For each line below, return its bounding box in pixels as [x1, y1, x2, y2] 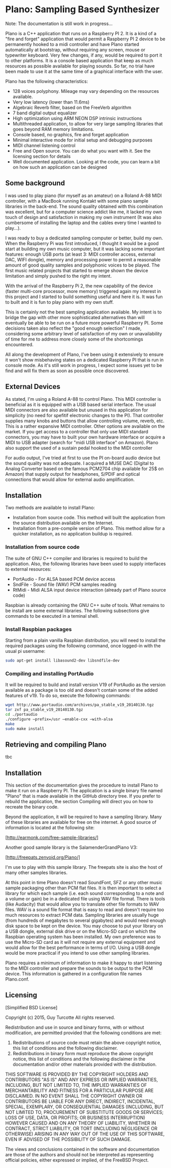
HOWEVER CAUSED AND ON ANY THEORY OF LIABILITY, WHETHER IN [5, 1120, 157, 1126]
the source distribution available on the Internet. [12, 520, 114, 526]
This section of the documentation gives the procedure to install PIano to [5, 782, 158, 788]
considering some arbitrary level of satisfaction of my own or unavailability [5, 330, 162, 336]
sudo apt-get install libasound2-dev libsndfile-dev [5, 658, 120, 663]
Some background [5, 179, 65, 187]
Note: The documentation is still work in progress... [5, 20, 113, 27]
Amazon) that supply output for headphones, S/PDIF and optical [5, 471, 140, 477]
